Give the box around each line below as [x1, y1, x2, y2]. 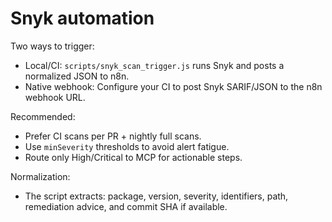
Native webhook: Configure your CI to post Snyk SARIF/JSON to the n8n [24, 80, 323, 92]
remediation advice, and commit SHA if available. [24, 200, 228, 212]
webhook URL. [24, 91, 86, 103]
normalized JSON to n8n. [24, 70, 130, 82]
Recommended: [10, 110, 76, 122]
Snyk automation [10, 7, 155, 30]
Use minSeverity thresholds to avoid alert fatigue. [24, 140, 230, 152]
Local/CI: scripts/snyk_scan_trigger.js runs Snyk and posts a [24, 59, 285, 71]
